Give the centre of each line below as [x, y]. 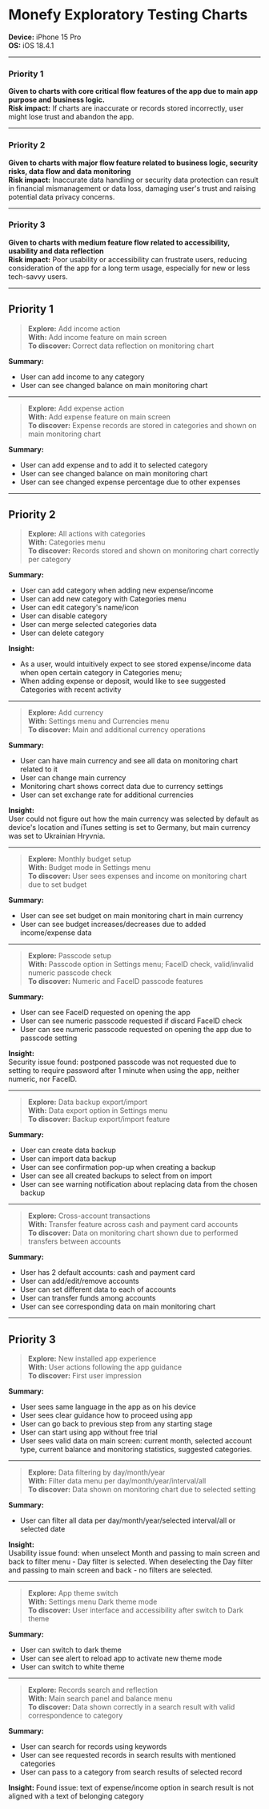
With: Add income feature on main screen [97, 337]
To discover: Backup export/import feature [99, 1119]
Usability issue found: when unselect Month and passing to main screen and [134, 1553]
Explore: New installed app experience [92, 1359]
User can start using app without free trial [88, 1432]
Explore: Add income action [74, 328]
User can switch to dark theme [70, 1650]
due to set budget [57, 884]
